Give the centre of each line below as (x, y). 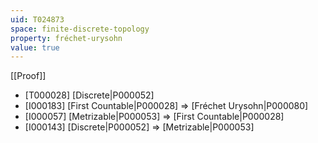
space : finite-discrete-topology (80, 29)
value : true (35, 47)
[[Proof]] (28, 76)
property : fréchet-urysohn (66, 38)
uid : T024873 (37, 19)
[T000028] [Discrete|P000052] (89, 95)
